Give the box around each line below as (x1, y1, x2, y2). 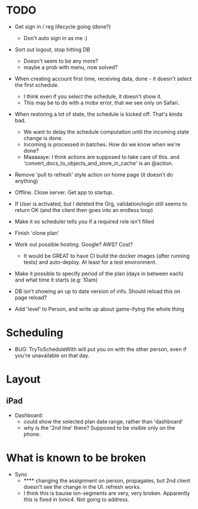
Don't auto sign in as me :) (23, 34, 87, 41)
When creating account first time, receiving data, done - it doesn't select (14, 75, 192, 82)
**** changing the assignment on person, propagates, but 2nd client (23, 477, 190, 484)
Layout (6, 373, 41, 386)
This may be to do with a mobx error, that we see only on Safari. (23, 99, 180, 106)
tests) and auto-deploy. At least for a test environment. (23, 258, 157, 266)
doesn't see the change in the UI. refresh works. (23, 483, 141, 490)
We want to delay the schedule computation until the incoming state (23, 128, 189, 135)
